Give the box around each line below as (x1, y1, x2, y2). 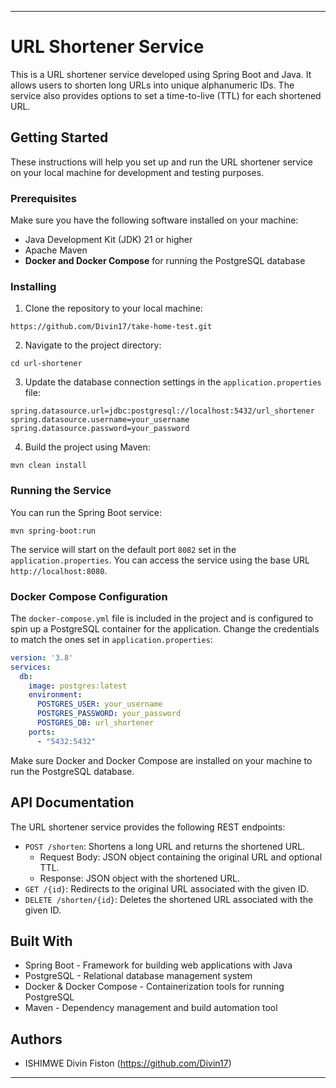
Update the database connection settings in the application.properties (24, 376, 322, 388)
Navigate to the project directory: (24, 339, 162, 351)
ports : (28, 727, 56, 737)
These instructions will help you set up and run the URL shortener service (10, 156, 313, 168)
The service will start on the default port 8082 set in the (10, 543, 237, 555)
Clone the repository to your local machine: (24, 302, 203, 315)
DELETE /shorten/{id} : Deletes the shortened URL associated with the (24, 893, 314, 905)
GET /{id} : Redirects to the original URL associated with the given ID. (24, 882, 309, 895)
